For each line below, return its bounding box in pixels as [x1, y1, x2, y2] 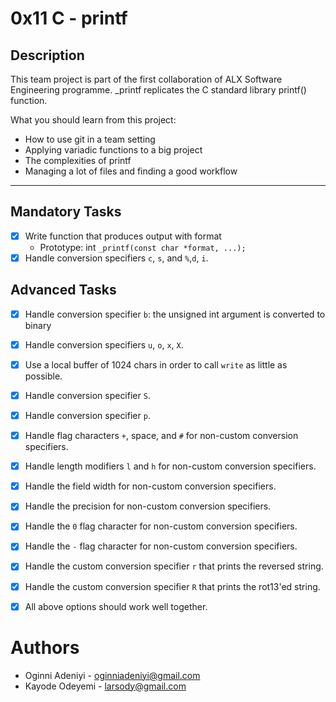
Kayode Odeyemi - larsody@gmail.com [24, 680, 187, 692]
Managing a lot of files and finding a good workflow [24, 165, 238, 177]
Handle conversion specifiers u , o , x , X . [24, 338, 184, 351]
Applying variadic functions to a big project [24, 144, 203, 156]
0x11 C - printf [10, 7, 128, 30]
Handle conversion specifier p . [24, 410, 151, 421]
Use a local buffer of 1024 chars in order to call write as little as [24, 358, 288, 371]
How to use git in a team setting [24, 133, 156, 145]
